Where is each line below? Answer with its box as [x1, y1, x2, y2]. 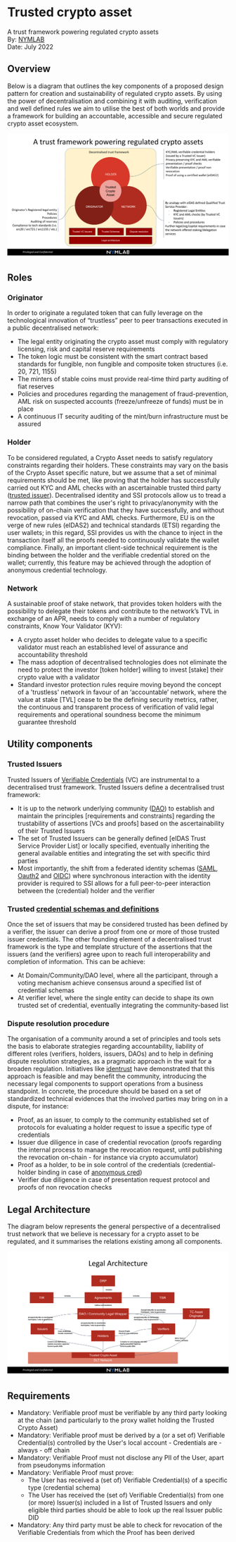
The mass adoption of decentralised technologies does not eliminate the [17, 658, 227, 667]
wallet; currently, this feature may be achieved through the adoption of [7, 558, 211, 567]
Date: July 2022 [7, 42, 54, 51]
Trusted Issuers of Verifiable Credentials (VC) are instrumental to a [7, 775, 200, 784]
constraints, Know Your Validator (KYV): [7, 622, 123, 631]
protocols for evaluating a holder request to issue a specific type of [17, 1123, 213, 1132]
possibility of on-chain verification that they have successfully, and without [7, 505, 225, 514]
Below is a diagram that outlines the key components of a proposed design [7, 82, 224, 90]
